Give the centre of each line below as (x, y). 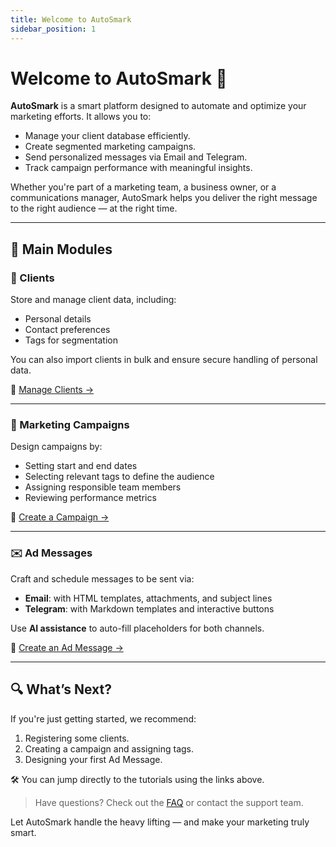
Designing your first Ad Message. (93, 759)
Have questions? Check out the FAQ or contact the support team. (169, 802)
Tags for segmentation (71, 340)
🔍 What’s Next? (61, 689)
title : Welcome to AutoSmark (71, 19)
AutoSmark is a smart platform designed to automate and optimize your (158, 106)
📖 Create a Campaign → (60, 517)
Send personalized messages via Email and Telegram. (136, 157)
